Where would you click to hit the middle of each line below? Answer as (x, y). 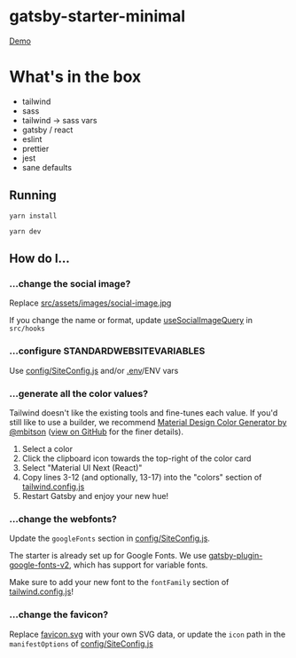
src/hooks (27, 329)
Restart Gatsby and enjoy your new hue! (95, 495)
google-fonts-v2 (39, 565)
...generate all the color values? (79, 393)
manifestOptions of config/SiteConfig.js (81, 643)
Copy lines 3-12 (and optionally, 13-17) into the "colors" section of (142, 477)
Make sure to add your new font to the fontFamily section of (119, 583)
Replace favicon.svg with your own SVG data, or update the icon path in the (148, 634)
